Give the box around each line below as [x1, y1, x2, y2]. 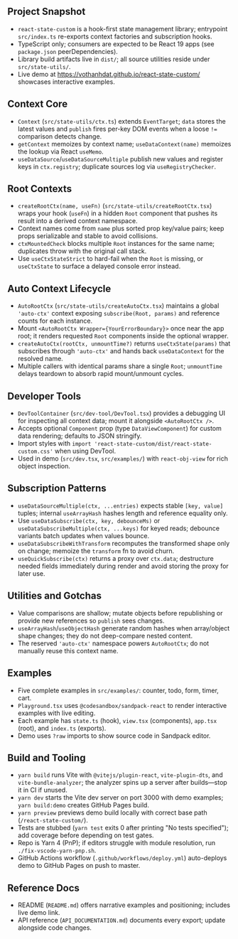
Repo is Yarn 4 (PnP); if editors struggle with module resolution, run [17, 839, 215, 847]
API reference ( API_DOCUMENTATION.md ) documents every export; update [17, 916, 226, 925]
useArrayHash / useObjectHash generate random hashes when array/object [17, 623, 230, 632]
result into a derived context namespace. [17, 217, 138, 225]
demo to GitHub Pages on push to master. [17, 862, 141, 870]
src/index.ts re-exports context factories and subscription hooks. [17, 32, 212, 41]
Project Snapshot [7, 6, 86, 18]
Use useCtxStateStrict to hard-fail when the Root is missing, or [17, 254, 204, 263]
